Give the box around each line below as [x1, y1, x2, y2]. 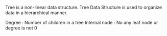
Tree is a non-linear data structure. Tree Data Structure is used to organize [5, 5, 162, 10]
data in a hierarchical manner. [5, 10, 68, 16]
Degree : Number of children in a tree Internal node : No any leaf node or [5, 20, 158, 25]
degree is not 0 [5, 25, 37, 31]
